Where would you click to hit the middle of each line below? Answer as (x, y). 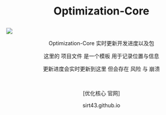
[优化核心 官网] (101, 93)
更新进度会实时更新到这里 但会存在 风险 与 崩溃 (101, 69)
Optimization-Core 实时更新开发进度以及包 (101, 43)
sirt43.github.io (101, 105)
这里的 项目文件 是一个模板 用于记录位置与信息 (101, 56)
